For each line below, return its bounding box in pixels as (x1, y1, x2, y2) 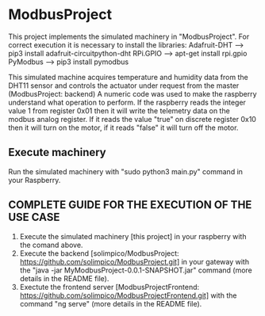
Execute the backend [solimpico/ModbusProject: (19, 248, 180, 258)
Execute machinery (8, 146, 107, 159)
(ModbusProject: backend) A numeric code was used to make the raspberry (8, 89, 257, 98)
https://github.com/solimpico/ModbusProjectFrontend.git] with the (19, 291, 237, 300)
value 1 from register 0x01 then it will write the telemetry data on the (8, 105, 230, 116)
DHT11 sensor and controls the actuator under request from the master (8, 81, 240, 90)
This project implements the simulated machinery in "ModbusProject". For (8, 32, 250, 41)
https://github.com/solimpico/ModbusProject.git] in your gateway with (19, 257, 250, 266)
